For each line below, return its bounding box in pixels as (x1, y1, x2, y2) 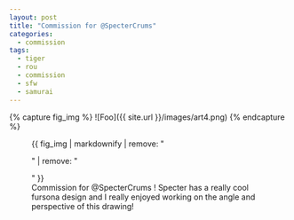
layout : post (9, 12, 58, 22)
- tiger (17, 54, 46, 63)
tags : (9, 46, 29, 55)
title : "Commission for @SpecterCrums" (9, 21, 157, 30)
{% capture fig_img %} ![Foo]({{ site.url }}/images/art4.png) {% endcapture (9, 112, 286, 122)
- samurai (17, 87, 53, 96)
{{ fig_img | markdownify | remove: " (31, 138, 164, 149)
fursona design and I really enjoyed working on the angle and (31, 192, 256, 202)
